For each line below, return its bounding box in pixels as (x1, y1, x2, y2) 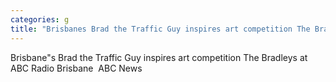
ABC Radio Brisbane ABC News (10, 62, 143, 74)
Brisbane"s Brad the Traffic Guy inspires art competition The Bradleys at (10, 51, 308, 63)
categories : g (10, 14, 70, 25)
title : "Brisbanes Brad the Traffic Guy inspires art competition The (10, 24, 311, 34)
